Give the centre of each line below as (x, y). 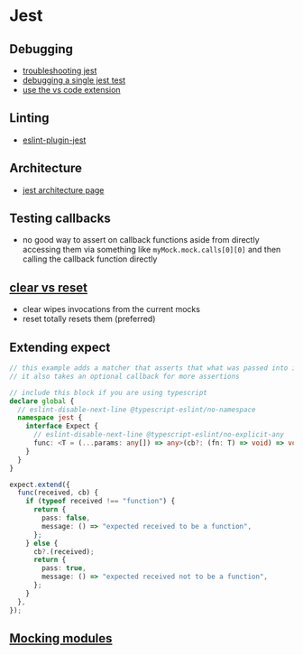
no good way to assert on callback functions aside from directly (141, 240)
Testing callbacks (60, 219)
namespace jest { (50, 418)
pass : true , (64, 568)
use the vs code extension (71, 90)
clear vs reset (49, 287)
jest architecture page (63, 189)
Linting (29, 118)
